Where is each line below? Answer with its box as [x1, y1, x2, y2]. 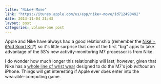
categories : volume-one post [5, 25, 64, 30]
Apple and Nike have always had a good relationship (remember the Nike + [5, 38, 156, 44]
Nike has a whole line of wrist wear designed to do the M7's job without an [5, 64, 155, 69]
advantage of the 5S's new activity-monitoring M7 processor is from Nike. [5, 49, 154, 55]
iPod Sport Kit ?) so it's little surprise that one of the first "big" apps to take [5, 44, 155, 50]
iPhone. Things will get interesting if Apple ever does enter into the [5, 68, 139, 74]
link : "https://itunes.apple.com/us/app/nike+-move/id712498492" [5, 12, 141, 17]
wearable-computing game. [5, 74, 61, 80]
